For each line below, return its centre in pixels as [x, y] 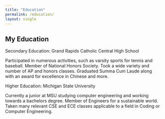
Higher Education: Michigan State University [50, 86]
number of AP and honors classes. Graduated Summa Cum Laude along [79, 71]
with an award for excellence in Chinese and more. [57, 76]
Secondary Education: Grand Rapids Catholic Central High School [72, 51]
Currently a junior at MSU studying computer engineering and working [77, 96]
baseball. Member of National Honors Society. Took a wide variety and [77, 66]
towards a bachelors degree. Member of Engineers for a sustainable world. [82, 101]
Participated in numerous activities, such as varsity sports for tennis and [79, 60]
